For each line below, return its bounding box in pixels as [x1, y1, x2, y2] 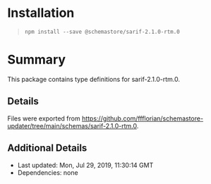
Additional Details [7, 142, 88, 154]
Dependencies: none [17, 168, 79, 177]
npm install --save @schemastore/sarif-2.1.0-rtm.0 [24, 28, 180, 35]
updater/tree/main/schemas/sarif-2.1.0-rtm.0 [7, 121, 138, 130]
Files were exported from [7, 114, 80, 123]
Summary [7, 51, 66, 68]
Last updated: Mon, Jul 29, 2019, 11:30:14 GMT [17, 161, 154, 169]
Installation [7, 5, 75, 21]
